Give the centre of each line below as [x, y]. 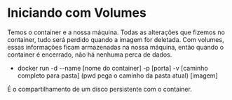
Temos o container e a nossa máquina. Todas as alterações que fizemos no [116, 32]
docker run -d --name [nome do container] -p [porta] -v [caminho [112, 68]
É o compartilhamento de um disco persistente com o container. [100, 89]
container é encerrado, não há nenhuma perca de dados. [90, 55]
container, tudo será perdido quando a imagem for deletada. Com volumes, [116, 39]
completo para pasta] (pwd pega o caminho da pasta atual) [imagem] [118, 76]
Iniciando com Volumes [77, 13]
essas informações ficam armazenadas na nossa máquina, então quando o [116, 47]
